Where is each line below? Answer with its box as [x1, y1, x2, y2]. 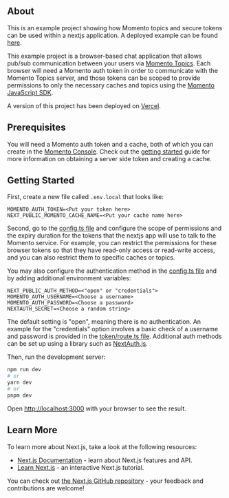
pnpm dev [7, 392, 32, 399]
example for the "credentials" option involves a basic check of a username [7, 325, 219, 333]
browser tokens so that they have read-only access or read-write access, [7, 246, 215, 254]
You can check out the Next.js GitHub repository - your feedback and [7, 477, 204, 485]
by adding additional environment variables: [7, 274, 131, 282]
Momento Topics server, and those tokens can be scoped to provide [7, 74, 201, 82]
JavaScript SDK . [7, 88, 54, 96]
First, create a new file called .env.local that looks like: [7, 193, 164, 201]
